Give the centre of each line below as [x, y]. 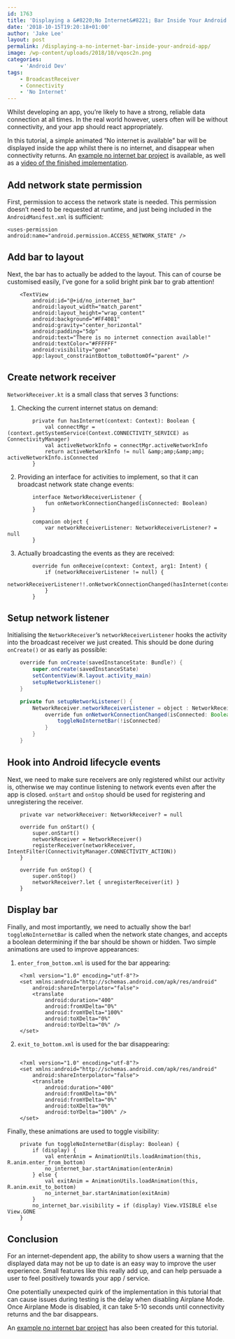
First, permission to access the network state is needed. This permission [112, 201]
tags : [15, 72]
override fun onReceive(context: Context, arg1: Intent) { [120, 566]
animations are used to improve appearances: [73, 949]
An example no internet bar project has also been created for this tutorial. [113, 1328]
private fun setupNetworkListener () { [76, 701]
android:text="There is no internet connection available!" [122, 338]
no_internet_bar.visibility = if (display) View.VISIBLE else [125, 1205]
